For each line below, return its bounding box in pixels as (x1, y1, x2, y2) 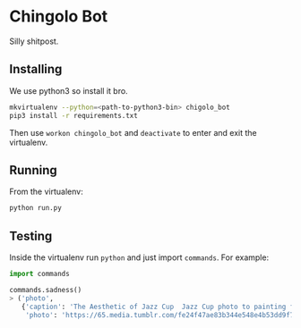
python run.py (9, 204, 63, 213)
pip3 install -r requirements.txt (9, 111, 139, 120)
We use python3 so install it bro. (9, 85, 128, 96)
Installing (9, 62, 63, 77)
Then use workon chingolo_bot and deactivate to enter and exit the (9, 127, 257, 138)
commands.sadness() (9, 285, 82, 294)
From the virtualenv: (9, 186, 83, 198)
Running (9, 163, 58, 178)
